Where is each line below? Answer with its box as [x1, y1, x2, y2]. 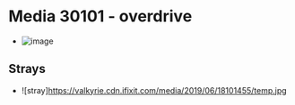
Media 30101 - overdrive [8, 6, 193, 27]
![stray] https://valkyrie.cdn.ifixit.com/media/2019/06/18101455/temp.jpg [21, 85, 288, 95]
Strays [8, 61, 46, 77]
